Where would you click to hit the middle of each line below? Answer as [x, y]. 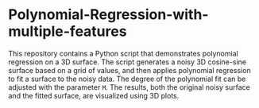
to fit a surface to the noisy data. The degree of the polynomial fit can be [127, 79]
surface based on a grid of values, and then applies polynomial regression [130, 70]
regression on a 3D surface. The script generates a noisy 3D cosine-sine [127, 62]
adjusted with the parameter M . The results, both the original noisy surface [129, 87]
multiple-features [68, 31]
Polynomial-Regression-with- [108, 15]
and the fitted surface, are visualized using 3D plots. [94, 95]
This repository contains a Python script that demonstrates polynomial [123, 53]
